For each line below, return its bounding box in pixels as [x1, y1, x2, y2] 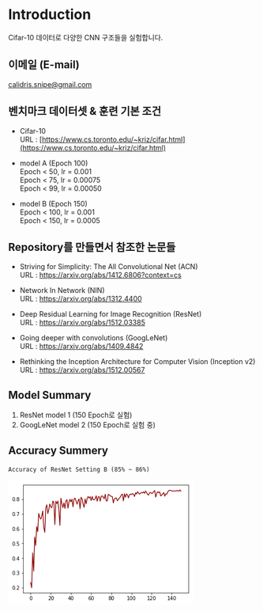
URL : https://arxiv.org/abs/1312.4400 [19, 294, 142, 304]
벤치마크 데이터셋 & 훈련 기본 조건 [8, 104, 162, 118]
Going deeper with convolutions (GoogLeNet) [19, 333, 168, 343]
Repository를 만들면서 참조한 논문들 [8, 240, 176, 254]
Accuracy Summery [8, 443, 109, 457]
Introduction [8, 6, 92, 24]
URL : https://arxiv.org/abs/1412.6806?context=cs [19, 271, 182, 280]
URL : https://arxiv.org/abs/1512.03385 [19, 318, 146, 328]
